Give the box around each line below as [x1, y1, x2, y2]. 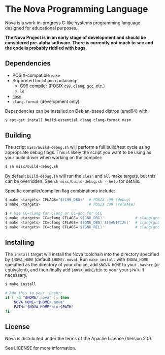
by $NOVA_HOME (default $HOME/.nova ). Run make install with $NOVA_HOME [5, 257, 149, 262]
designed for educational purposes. [5, 25, 78, 31]
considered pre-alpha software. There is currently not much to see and [5, 39, 154, 45]
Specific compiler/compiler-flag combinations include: [5, 188, 115, 194]
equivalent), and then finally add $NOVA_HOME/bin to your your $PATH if [5, 267, 144, 273]
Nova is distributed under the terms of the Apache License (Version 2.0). [5, 336, 153, 342]
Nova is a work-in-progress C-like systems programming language [5, 20, 141, 26]
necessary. [5, 272, 28, 278]
